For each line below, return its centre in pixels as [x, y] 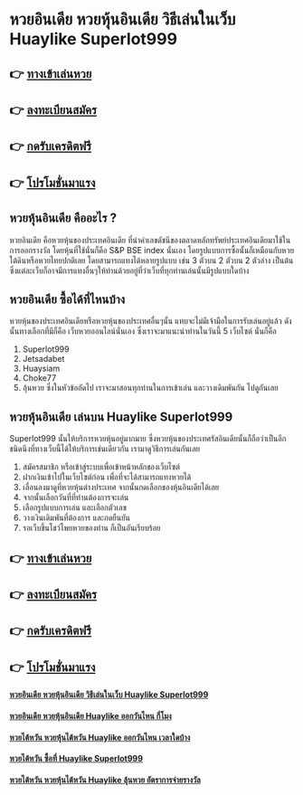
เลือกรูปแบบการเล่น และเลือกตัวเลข [74, 507]
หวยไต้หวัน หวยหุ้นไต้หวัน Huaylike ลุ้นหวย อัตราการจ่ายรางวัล [105, 780]
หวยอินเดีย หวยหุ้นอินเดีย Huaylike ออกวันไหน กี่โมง [90, 715]
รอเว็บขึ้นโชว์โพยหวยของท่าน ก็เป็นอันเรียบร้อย [91, 528]
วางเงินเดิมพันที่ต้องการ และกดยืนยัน [76, 518]
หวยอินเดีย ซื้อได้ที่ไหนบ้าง [67, 299]
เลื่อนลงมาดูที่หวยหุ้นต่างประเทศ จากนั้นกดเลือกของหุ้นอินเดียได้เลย [121, 487]
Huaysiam [41, 369]
